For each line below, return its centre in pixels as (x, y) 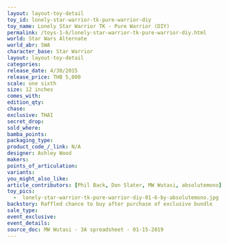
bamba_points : (27, 134)
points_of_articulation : (42, 166)
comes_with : (24, 96)
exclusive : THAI (30, 115)
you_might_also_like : (38, 178)
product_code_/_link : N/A (44, 147)
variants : (21, 172)
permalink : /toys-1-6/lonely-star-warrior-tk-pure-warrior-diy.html (107, 32)
